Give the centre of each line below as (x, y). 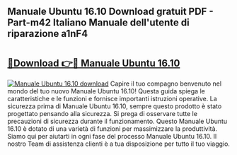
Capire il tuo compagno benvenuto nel (166, 84)
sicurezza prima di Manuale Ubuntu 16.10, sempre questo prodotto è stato (115, 106)
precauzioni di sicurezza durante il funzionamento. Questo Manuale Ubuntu (117, 121)
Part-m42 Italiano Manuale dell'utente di (98, 23)
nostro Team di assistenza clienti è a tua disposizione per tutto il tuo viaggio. (118, 144)
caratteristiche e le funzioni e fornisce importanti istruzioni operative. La (112, 99)
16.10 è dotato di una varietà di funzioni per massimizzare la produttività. (112, 129)
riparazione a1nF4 (48, 34)
